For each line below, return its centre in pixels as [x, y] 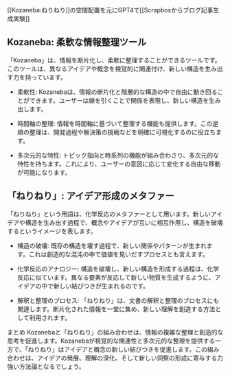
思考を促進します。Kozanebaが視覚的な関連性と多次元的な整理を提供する [111, 341]
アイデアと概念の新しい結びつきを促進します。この [136, 349]
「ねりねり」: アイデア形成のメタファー [91, 196]
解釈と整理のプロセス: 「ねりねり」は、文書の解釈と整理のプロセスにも [118, 300]
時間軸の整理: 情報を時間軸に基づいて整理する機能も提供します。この [115, 123]
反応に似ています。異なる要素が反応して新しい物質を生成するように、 [116, 277]
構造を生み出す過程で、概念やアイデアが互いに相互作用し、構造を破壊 [124, 222]
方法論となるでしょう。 [52, 366]
